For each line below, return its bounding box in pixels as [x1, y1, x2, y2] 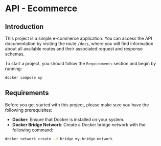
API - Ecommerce [5, 3, 77, 14]
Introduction [5, 23, 44, 31]
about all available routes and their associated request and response [5, 46, 143, 51]
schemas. [5, 51, 25, 57]
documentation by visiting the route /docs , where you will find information [5, 41, 154, 47]
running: [5, 66, 22, 72]
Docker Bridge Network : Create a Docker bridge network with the [12, 122, 146, 127]
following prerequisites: [5, 107, 52, 113]
